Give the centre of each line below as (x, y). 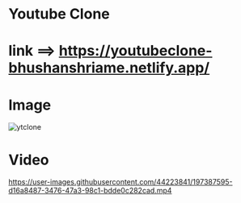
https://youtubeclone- (135, 51)
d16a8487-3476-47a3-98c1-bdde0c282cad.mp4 (90, 191)
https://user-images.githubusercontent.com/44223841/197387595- (120, 182)
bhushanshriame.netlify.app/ (109, 68)
